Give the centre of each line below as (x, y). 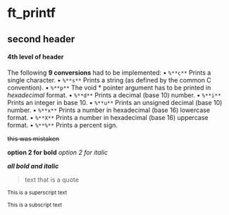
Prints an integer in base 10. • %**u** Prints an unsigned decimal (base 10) (115, 102)
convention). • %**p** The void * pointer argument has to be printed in (109, 87)
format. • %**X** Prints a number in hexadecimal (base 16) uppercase (108, 117)
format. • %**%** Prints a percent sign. (63, 125)
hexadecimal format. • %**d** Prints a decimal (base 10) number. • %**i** (114, 95)
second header (41, 39)
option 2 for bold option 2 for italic (57, 152)
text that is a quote (52, 179)
